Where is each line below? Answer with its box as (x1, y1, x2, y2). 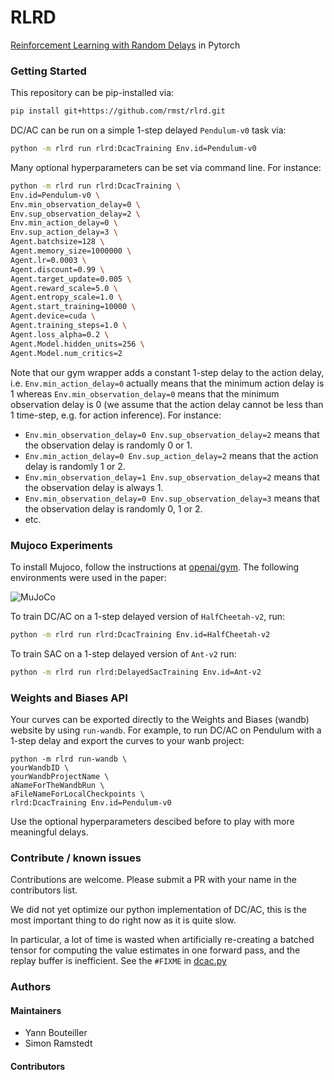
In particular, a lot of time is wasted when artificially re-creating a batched (10, 934, 315, 946)
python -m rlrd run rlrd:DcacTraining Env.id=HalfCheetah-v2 (10, 629, 271, 640)
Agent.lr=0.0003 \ (10, 255, 87, 265)
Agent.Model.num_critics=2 (10, 348, 123, 358)
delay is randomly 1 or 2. (24, 460, 126, 472)
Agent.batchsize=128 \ (10, 237, 105, 247)
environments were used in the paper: (10, 571, 167, 583)
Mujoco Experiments (10, 538, 113, 552)
